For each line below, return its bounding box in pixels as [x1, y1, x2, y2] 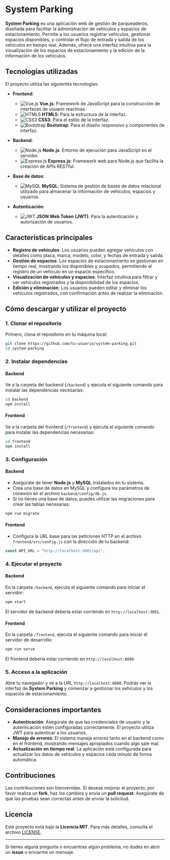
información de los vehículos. [5, 52, 67, 59]
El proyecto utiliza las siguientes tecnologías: [5, 81, 99, 87]
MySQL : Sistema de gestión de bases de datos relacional [41, 183, 161, 189]
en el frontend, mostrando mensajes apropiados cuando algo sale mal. [12, 740, 160, 746]
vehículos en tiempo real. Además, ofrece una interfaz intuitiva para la [5, 42, 151, 48]
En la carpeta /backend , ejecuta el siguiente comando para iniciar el [5, 584, 146, 590]
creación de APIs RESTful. [20, 163, 75, 169]
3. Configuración [5, 455, 48, 462]
